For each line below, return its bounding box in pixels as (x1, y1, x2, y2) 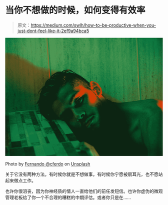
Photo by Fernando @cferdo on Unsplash (5, 161, 90, 167)
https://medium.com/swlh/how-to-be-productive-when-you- (30, 22, 156, 28)
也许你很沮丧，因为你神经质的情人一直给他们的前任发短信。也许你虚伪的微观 (5, 188, 163, 194)
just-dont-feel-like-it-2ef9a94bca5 (17, 28, 89, 34)
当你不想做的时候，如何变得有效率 (5, 5, 146, 16)
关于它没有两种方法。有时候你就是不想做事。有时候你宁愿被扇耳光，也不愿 (5, 171, 158, 177)
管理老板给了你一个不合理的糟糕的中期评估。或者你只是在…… (5, 194, 131, 200)
